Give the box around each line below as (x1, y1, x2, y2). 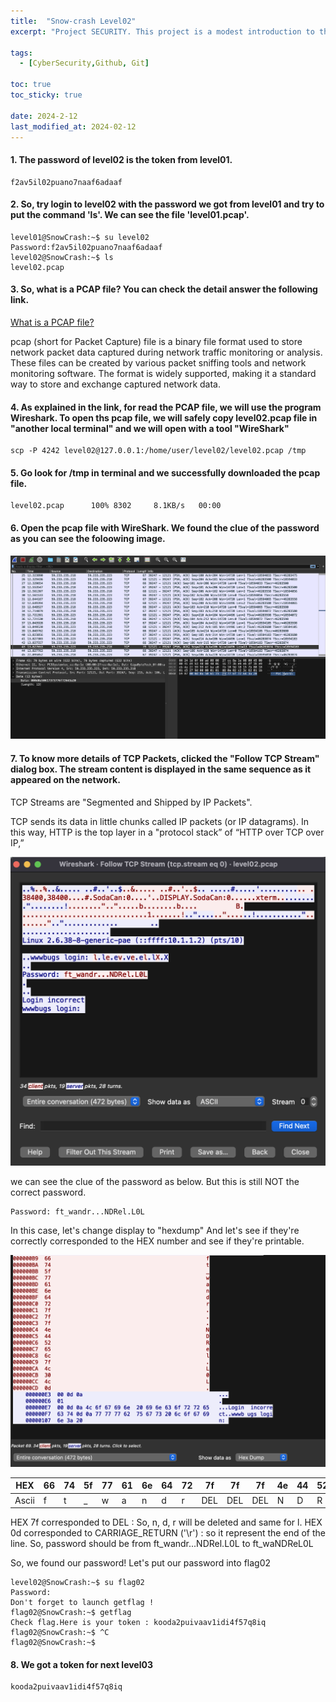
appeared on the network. (10, 774, 121, 786)
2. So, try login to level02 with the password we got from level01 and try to (10, 198, 325, 210)
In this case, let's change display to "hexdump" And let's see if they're (10, 1224, 300, 1236)
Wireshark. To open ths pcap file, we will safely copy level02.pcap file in (10, 411, 318, 424)
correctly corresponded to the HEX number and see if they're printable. (10, 1235, 305, 1247)
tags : (10, 48, 33, 58)
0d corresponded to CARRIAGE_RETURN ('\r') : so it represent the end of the (10, 1527, 326, 1539)
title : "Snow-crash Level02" (10, 16, 137, 26)
